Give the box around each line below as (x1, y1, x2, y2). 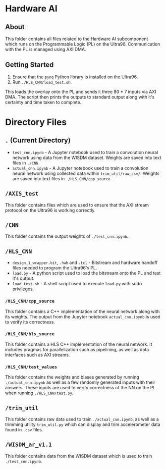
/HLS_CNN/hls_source (5, 331, 55, 337)
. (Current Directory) (5, 136, 71, 145)
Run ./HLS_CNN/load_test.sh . (12, 79, 72, 85)
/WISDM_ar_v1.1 (5, 441, 52, 448)
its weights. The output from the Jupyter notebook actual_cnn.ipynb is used (5, 313, 161, 319)
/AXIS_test (5, 190, 39, 197)
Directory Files (5, 117, 67, 128)
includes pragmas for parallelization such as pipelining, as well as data (5, 346, 149, 352)
